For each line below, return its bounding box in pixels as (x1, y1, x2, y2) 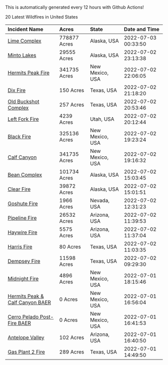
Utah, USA (89, 116, 114, 122)
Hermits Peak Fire (7, 70, 50, 76)
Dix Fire (7, 87, 26, 94)
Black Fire (7, 133, 31, 140)
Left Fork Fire (7, 116, 39, 122)
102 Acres (59, 334, 84, 341)
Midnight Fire (7, 275, 39, 282)
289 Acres (59, 348, 84, 355)
